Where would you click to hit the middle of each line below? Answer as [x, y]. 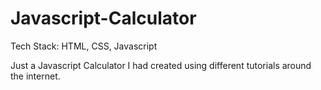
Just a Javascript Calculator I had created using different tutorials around [161, 65]
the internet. [35, 76]
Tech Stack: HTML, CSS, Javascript [84, 46]
